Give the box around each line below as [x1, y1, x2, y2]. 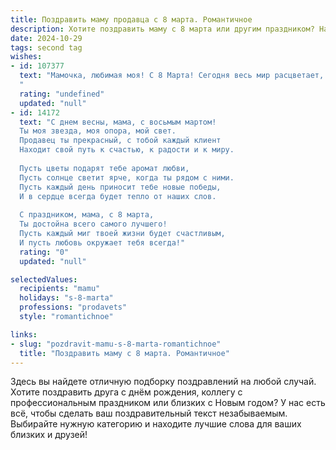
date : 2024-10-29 [10, 33, 83, 43]
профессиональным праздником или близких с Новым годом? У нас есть [10, 397, 326, 409]
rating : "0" [19, 247, 70, 257]
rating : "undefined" [19, 89, 105, 99]
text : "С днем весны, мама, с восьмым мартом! [19, 117, 217, 127]
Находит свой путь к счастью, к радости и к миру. [19, 145, 235, 155]
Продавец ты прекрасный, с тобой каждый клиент [19, 136, 222, 146]
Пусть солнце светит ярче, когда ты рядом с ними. [19, 172, 235, 183]
